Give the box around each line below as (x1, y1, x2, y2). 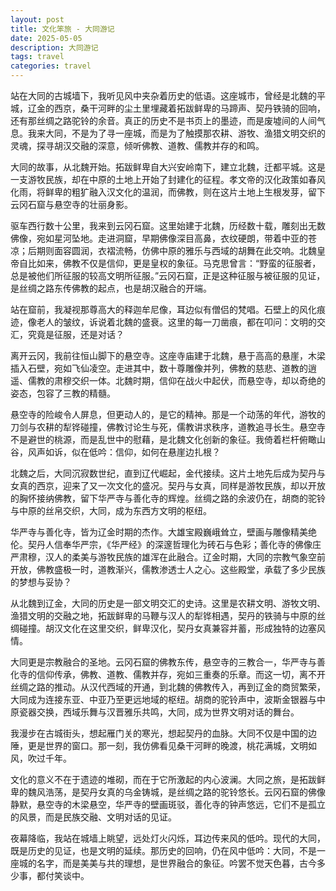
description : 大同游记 (10, 42, 99, 53)
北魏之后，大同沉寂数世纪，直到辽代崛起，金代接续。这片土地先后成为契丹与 (10, 467, 326, 479)
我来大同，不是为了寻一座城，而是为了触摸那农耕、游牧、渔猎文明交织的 (27, 127, 326, 139)
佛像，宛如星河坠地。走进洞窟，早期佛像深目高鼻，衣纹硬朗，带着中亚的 (10, 232, 308, 244)
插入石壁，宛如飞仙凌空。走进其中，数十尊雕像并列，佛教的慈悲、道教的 (10, 362, 308, 374)
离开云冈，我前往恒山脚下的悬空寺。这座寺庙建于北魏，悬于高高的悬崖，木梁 (10, 350, 326, 361)
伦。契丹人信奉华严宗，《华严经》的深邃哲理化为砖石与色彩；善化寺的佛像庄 (10, 539, 322, 550)
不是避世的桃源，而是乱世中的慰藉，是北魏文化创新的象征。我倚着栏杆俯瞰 (10, 434, 317, 445)
